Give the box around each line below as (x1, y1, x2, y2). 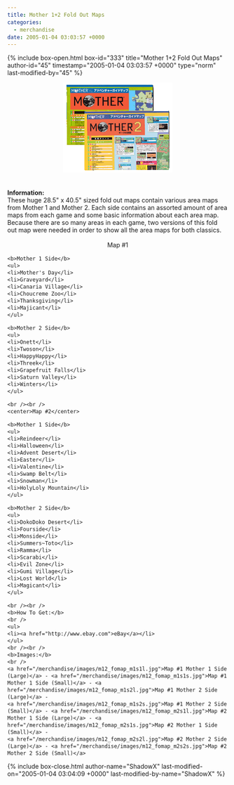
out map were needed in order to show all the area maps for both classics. (7, 226, 222, 235)
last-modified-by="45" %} (7, 69, 83, 77)
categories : (7, 18, 42, 26)
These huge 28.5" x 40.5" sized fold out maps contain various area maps (7, 196, 219, 205)
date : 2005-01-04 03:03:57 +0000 (7, 34, 105, 41)
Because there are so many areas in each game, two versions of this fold (7, 219, 218, 227)
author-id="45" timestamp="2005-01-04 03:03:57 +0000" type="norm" (7, 61, 216, 70)
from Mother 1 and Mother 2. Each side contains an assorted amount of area (7, 204, 228, 212)
